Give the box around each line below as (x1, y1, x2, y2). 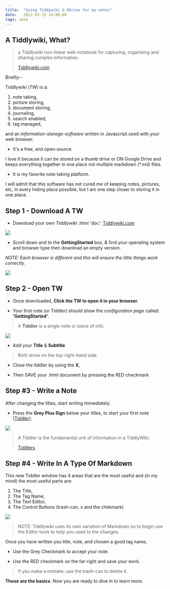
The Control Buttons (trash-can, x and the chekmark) (12, 504, 124, 510)
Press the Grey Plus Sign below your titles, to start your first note (12, 410, 149, 416)
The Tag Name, (12, 493, 45, 500)
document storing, (12, 105, 52, 111)
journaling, (12, 110, 36, 116)
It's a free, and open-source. (12, 146, 73, 152)
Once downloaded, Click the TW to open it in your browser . (12, 298, 139, 304)
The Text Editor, (12, 499, 46, 505)
